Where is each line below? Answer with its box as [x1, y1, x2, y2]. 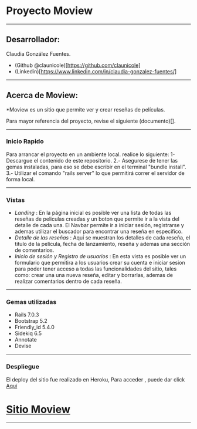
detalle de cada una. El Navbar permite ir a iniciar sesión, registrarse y [14, 222, 185, 229]
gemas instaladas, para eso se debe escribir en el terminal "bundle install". [6, 163, 186, 170]
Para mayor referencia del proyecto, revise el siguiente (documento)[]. [6, 117, 176, 124]
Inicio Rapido [6, 137, 44, 146]
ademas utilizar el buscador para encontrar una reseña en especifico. [14, 228, 183, 235]
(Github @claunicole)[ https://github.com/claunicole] [14, 62, 141, 69]
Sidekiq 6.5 [14, 330, 42, 337]
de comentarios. [14, 246, 55, 254]
